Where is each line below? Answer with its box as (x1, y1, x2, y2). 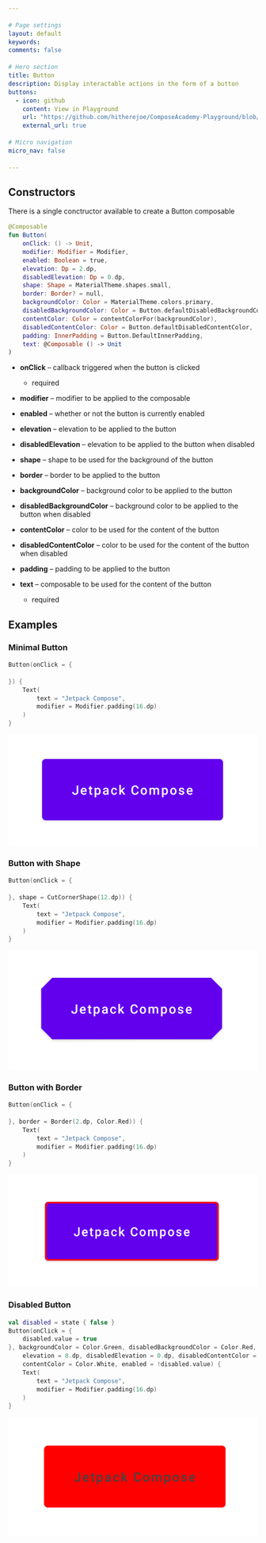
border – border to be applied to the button (19, 471, 161, 480)
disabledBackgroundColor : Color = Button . (22, 306, 165, 315)
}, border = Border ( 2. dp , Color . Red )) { (8, 1118, 144, 1126)
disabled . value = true (22, 1335, 97, 1343)
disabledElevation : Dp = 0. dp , (22, 273, 126, 281)
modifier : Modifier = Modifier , (22, 248, 129, 256)
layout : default (8, 29, 62, 37)
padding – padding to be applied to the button (19, 564, 170, 574)
